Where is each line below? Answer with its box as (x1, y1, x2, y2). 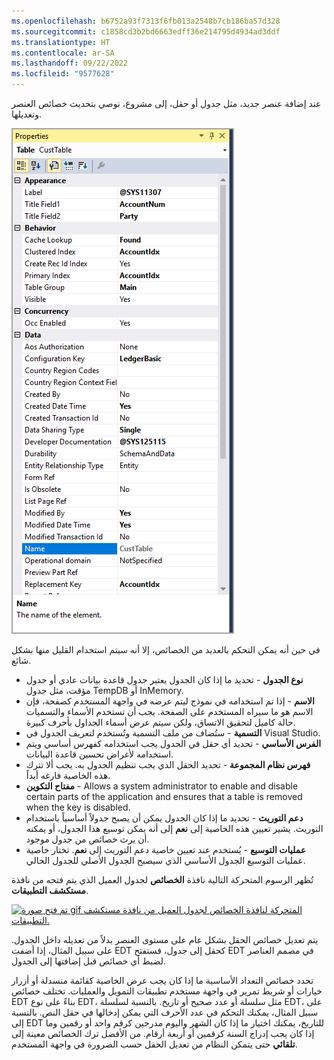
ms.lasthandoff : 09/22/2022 (11, 58, 129, 69)
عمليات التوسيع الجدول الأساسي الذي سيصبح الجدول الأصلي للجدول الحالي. (25, 855, 306, 866)
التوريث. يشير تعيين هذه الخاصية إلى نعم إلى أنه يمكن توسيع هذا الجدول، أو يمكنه (25, 823, 324, 834)
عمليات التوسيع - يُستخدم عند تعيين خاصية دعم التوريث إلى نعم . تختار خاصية (25, 844, 307, 855)
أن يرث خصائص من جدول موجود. (25, 833, 150, 845)
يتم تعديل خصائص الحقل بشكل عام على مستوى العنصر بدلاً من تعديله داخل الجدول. (11, 934, 319, 945)
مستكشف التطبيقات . (11, 885, 89, 896)
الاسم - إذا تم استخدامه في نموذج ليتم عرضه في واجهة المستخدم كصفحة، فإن (25, 695, 315, 707)
